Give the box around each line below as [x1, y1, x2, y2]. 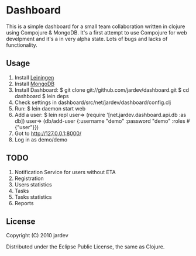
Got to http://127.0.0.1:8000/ [14, 130, 82, 137]
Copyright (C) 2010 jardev [6, 232, 68, 239]
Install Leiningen [14, 74, 54, 81]
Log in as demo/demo [14, 136, 68, 143]
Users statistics [14, 181, 52, 188]
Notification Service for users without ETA [14, 168, 116, 175]
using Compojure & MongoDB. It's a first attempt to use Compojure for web [6, 29, 187, 36]
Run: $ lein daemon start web [14, 105, 86, 112]
